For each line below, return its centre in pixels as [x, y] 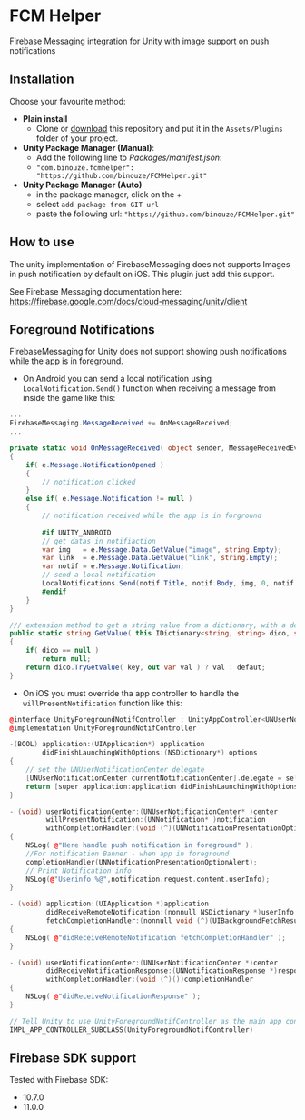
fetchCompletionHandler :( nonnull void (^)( [129, 921]
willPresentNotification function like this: [103, 703]
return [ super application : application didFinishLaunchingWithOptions [162, 786]
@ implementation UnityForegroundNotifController [103, 728]
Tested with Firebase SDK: [59, 1080]
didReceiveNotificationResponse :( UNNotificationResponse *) [162, 971]
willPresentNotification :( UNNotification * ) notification [156, 820]
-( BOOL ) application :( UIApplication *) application [107, 745]
